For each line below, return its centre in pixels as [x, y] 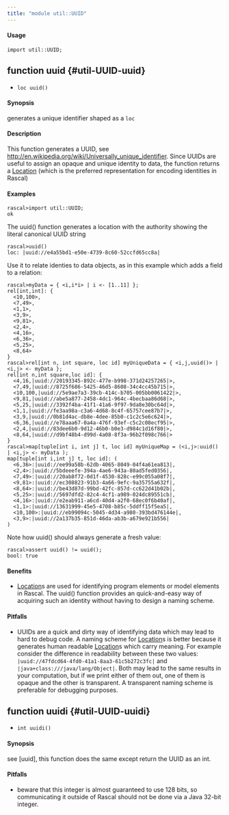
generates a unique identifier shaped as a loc [71, 118]
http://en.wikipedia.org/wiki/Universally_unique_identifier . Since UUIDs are [112, 156]
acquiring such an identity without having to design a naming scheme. [116, 601]
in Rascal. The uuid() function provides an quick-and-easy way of [109, 593]
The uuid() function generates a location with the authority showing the [107, 227]
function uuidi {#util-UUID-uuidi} [79, 711]
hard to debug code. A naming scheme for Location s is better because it [119, 639]
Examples [22, 194]
